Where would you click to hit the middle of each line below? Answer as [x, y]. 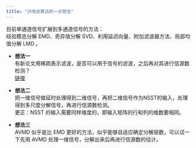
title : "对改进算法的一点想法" [40, 11]
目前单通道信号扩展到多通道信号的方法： [55, 29]
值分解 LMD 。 [23, 43]
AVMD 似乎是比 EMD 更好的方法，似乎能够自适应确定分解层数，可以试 [99, 132]
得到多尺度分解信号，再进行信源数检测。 [63, 105]
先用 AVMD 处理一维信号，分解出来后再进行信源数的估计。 [90, 139]
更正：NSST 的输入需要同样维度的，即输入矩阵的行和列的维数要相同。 [99, 112]
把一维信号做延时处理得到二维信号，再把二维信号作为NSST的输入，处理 [101, 98]
